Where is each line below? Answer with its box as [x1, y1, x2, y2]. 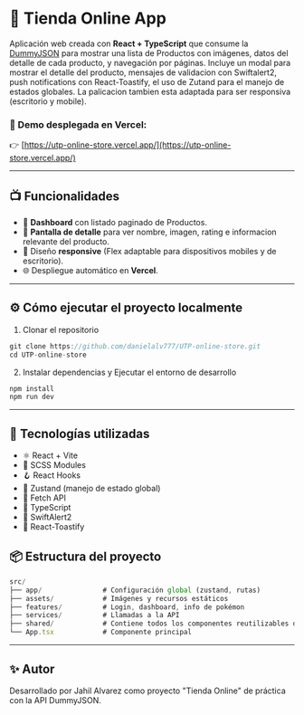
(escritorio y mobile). [9, 95, 88, 107]
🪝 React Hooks [22, 470, 81, 481]
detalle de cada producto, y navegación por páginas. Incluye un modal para [9, 57, 291, 68]
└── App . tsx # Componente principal [9, 628, 193, 637]
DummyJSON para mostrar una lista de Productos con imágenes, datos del [9, 47, 289, 58]
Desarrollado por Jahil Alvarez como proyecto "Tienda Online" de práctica [9, 685, 287, 696]
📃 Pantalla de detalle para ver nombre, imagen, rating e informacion [22, 226, 278, 238]
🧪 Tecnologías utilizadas [9, 425, 150, 442]
